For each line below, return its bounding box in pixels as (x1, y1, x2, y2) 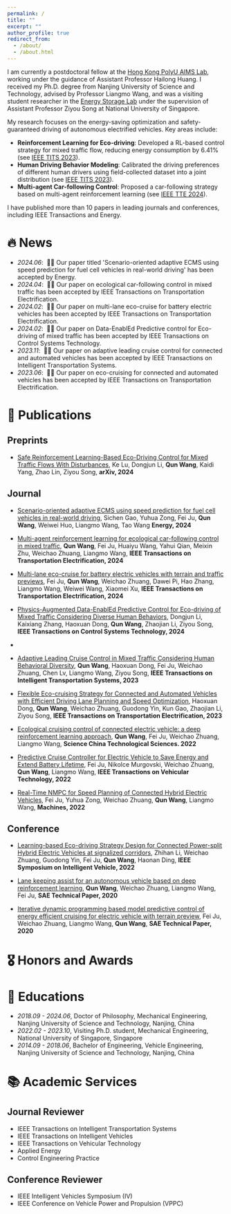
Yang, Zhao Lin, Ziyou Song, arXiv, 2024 (17, 467, 134, 476)
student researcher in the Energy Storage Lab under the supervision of (7, 97, 209, 105)
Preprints (7, 435, 48, 447)
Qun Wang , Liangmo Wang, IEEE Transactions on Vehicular (17, 767, 190, 776)
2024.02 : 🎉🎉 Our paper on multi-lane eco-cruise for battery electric (17, 302, 212, 310)
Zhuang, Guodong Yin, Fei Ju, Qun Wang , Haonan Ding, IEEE (17, 856, 192, 864)
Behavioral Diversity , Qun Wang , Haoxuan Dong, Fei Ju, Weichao (17, 661, 203, 669)
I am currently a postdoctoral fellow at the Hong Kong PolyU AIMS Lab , (7, 67, 210, 76)
